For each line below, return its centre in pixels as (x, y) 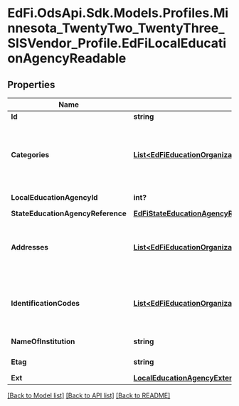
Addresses (30, 247)
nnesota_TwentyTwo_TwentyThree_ (116, 28)
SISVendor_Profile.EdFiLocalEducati (117, 43)
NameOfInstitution (43, 341)
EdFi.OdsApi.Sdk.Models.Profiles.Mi (118, 13)
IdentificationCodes (46, 303)
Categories (30, 155)
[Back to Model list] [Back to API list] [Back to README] (89, 395)
